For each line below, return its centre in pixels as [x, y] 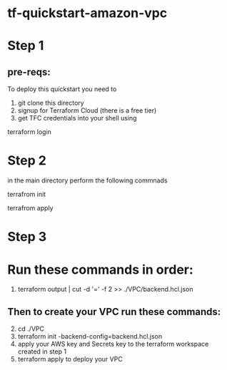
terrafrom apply [30, 208]
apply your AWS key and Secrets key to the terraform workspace [113, 344]
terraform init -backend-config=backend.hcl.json [90, 336]
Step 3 [27, 237]
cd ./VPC [31, 329]
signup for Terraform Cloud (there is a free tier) [87, 111]
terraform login [30, 132]
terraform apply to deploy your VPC [70, 359]
